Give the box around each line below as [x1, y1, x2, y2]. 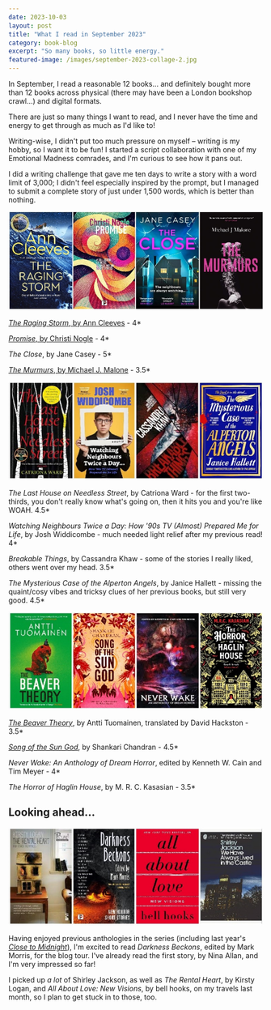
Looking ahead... [8, 806, 95, 820]
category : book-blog [8, 39, 78, 47]
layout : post [8, 21, 53, 30]
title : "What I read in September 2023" [8, 30, 147, 38]
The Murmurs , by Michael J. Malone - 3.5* [8, 364, 151, 374]
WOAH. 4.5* [8, 505, 50, 515]
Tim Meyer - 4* [8, 766, 61, 776]
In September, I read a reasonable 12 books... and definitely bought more [8, 79, 251, 88]
